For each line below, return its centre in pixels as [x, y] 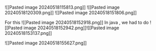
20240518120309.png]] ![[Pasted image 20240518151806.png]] [71, 13]
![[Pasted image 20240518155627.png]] [46, 43]
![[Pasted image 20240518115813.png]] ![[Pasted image [62, 7]
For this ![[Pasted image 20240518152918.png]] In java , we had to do [77, 22]
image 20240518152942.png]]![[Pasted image [71, 28]
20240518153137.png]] [29, 33]
